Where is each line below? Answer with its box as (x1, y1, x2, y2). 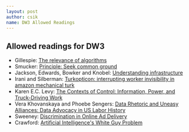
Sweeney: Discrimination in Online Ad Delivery (14, 113, 128, 120)
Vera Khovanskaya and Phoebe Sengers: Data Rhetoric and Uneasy (14, 100, 179, 107)
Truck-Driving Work (14, 94, 63, 101)
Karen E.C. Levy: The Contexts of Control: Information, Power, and (14, 88, 175, 95)
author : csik (6, 14, 38, 20)
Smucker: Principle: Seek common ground (14, 63, 118, 70)
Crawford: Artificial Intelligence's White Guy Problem (14, 119, 143, 126)
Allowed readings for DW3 (6, 41, 105, 51)
